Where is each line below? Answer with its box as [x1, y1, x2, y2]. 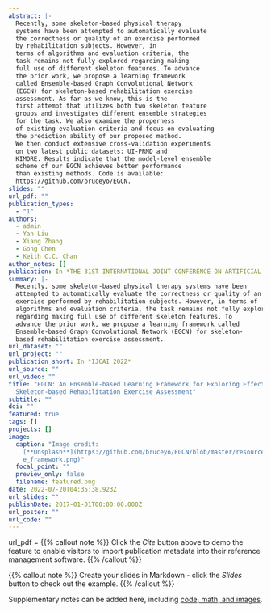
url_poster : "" [8, 508, 60, 516]
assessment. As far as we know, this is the [15, 95, 168, 103]
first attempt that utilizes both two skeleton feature [15, 102, 207, 110]
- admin [15, 222, 42, 230]
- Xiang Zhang [15, 238, 63, 246]
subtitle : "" [8, 395, 52, 403]
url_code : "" [8, 515, 52, 524]
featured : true [8, 410, 60, 419]
